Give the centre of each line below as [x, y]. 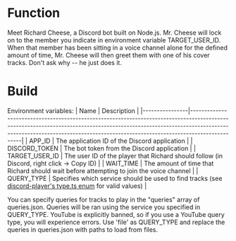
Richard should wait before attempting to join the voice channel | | [103, 170]
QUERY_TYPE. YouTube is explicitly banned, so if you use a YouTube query [116, 214]
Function [34, 13]
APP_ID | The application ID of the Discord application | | [111, 141]
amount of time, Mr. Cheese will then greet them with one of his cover [108, 55]
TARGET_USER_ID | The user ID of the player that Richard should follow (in [115, 155]
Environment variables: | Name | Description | [73, 110]
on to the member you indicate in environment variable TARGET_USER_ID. [114, 40]
